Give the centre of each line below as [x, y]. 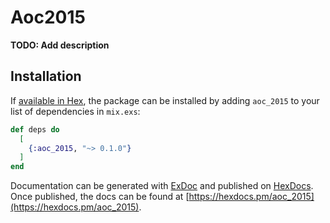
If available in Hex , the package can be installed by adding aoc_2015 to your [165, 100]
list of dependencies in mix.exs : [75, 111]
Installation [46, 76]
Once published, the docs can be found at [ [100, 197]
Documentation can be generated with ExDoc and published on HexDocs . [162, 186]
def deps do [35, 129]
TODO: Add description [60, 45]
